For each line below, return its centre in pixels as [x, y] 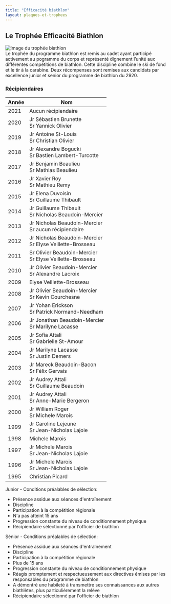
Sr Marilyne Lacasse [54, 326]
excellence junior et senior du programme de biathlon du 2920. [72, 76]
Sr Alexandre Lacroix [54, 273]
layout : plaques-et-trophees [36, 15]
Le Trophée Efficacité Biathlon [54, 36]
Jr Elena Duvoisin [50, 193]
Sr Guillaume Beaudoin [57, 386]
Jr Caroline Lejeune [53, 424]
